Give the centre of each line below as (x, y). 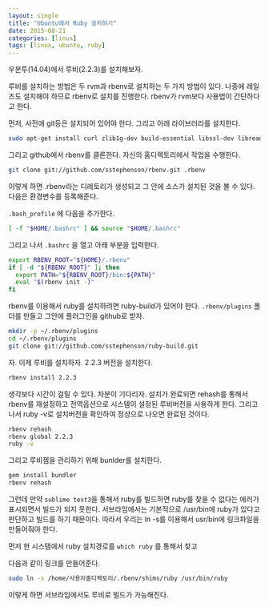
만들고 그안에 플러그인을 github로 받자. (84, 316)
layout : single (34, 16)
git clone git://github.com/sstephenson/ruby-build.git (103, 346)
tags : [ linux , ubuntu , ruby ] (57, 46)
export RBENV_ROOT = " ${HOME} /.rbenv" (69, 260)
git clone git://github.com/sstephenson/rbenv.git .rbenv (107, 170)
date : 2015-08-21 (37, 30)
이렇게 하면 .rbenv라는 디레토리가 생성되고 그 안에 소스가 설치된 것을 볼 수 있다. (132, 186)
